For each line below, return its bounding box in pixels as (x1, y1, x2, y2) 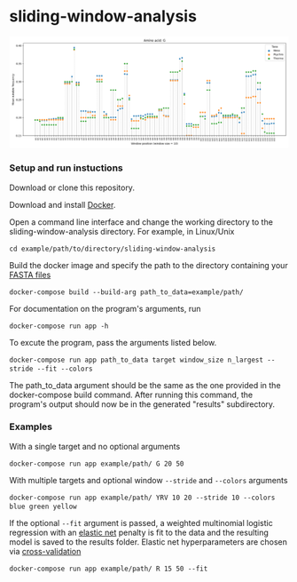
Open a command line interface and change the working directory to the (9, 216, 273, 227)
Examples (9, 420, 53, 433)
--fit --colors (36, 364, 93, 373)
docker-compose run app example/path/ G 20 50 (9, 459, 184, 468)
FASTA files (9, 269, 51, 280)
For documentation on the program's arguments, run (9, 303, 201, 314)
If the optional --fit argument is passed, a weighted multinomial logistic (9, 517, 273, 528)
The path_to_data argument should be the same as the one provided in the (9, 379, 281, 390)
